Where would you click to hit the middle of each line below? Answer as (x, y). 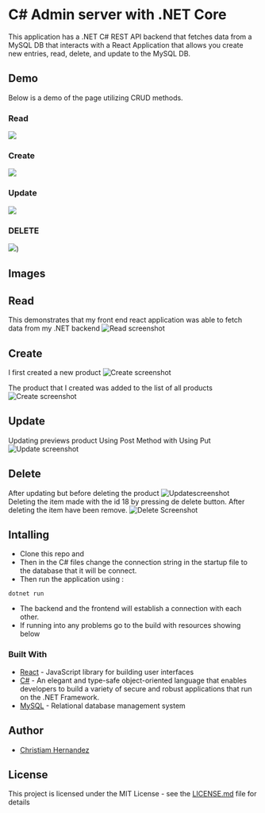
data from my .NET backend (54, 328)
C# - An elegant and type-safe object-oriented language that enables (133, 680)
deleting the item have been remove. (68, 509)
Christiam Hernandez (54, 749)
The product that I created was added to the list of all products (110, 388)
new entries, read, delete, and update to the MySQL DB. (100, 53)
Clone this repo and (52, 554)
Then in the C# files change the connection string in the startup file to (134, 563)
